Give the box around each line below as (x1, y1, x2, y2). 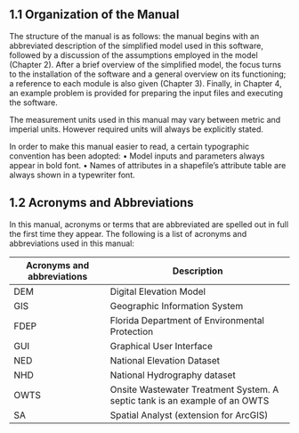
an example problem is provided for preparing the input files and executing (9, 87, 283, 98)
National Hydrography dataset (109, 369, 236, 381)
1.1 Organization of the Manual (9, 7, 180, 22)
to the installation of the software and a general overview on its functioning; (9, 69, 287, 79)
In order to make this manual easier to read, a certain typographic (9, 141, 250, 151)
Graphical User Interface (109, 339, 214, 352)
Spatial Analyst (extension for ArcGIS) (109, 409, 269, 421)
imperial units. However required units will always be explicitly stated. (9, 124, 264, 135)
